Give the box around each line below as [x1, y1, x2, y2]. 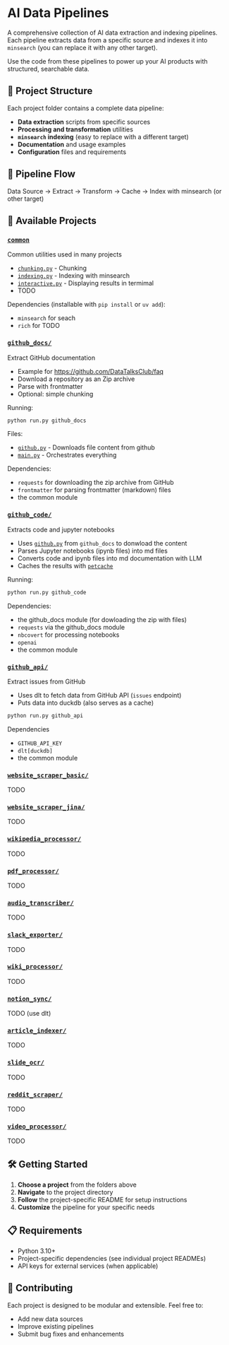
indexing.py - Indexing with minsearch [17, 271, 130, 280]
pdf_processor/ [7, 867, 60, 875]
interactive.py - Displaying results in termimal [17, 279, 154, 288]
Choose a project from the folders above [17, 1180, 137, 1189]
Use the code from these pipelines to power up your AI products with [7, 57, 208, 65]
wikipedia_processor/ [7, 835, 82, 843]
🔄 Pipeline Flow [7, 168, 76, 180]
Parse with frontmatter [17, 382, 83, 390]
